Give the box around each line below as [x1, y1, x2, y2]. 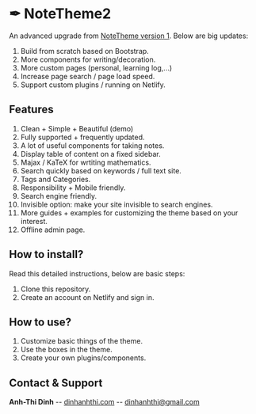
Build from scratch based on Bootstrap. [20, 46, 149, 55]
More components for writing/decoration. [20, 55, 156, 64]
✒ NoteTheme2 [9, 5, 112, 23]
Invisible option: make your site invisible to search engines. [20, 199, 213, 209]
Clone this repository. [20, 284, 91, 294]
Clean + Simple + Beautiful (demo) [20, 123, 134, 133]
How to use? [9, 315, 72, 329]
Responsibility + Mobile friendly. [20, 183, 126, 192]
